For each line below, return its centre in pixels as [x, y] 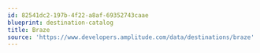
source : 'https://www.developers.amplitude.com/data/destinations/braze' [131, 37]
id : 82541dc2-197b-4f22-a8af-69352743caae [78, 15]
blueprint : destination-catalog [60, 23]
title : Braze [29, 30]
